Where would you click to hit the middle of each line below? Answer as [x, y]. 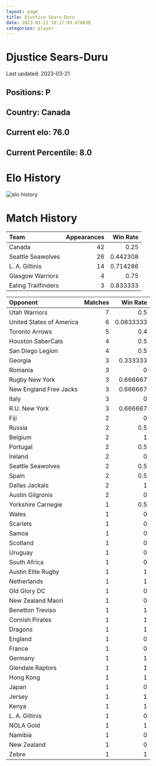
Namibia [21, 735]
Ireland [19, 456]
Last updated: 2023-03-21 [38, 74]
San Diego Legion [34, 350]
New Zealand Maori [36, 601]
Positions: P [29, 92]
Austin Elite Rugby [34, 572]
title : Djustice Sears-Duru [41, 17]
